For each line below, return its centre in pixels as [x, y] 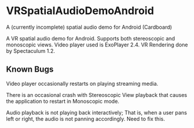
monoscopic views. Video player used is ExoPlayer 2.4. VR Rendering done [97, 45]
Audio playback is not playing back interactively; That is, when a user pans [96, 112]
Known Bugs [30, 70]
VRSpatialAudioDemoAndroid [80, 11]
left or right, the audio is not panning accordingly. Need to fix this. [86, 119]
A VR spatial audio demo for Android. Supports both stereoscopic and [91, 38]
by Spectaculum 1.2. [31, 50]
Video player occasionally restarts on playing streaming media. [82, 83]
